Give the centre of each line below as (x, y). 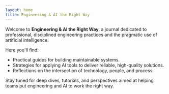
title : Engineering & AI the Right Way (48, 15)
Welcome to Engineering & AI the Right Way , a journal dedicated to (76, 29)
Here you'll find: (22, 50)
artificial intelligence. (27, 40)
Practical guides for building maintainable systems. (66, 59)
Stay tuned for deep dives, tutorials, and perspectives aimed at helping (79, 80)
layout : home (19, 10)
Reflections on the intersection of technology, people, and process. (83, 70)
